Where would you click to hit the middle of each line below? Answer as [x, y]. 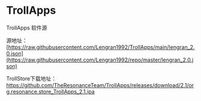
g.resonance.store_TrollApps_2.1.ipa [50, 91]
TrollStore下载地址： [31, 78]
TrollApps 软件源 [27, 27]
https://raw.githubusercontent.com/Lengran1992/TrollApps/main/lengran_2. [101, 47]
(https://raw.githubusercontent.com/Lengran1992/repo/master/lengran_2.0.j [100, 60]
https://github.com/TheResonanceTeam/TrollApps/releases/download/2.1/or [100, 85]
